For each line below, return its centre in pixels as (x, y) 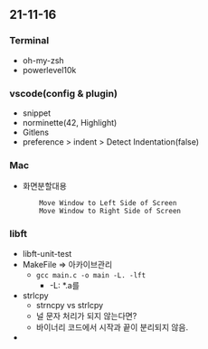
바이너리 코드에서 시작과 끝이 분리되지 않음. (112, 327)
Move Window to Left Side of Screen (108, 203)
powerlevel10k (49, 70)
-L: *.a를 (64, 285)
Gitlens (36, 132)
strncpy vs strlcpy (70, 305)
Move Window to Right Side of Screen (110, 212)
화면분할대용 (45, 186)
